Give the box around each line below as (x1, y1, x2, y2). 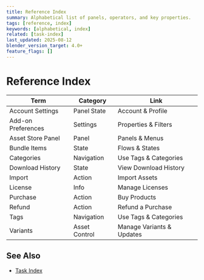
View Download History (117, 163, 185, 172)
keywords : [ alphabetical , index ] (6, 25, 91, 32)
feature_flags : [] (6, 48, 53, 55)
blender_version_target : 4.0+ (6, 43, 83, 49)
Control (73, 230, 95, 238)
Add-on (9, 116, 33, 125)
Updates (117, 230, 142, 238)
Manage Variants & (117, 222, 172, 231)
